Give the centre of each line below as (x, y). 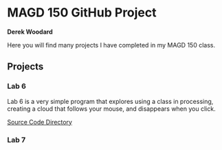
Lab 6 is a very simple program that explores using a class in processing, (110, 101)
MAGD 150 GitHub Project (82, 13)
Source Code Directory (40, 122)
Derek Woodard (30, 32)
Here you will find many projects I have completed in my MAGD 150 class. (111, 45)
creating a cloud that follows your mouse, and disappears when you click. (111, 109)
